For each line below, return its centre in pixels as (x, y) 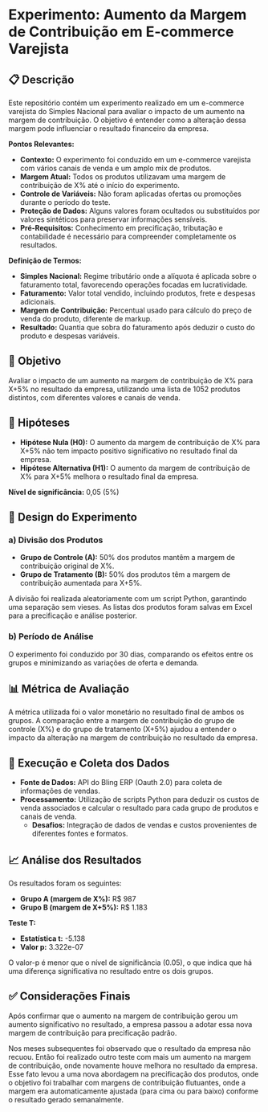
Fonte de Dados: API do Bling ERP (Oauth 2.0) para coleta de (121, 783)
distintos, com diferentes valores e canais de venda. (94, 397)
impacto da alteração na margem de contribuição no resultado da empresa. (133, 738)
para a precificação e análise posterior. (73, 615)
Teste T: (22, 923)
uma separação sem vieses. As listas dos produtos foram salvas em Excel (130, 607)
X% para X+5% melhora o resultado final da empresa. (109, 476)
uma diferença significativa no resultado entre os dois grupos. (111, 971)
